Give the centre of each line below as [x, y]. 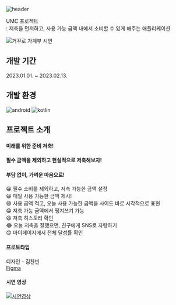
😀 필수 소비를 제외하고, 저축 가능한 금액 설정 [57, 189]
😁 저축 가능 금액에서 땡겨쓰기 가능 [45, 211]
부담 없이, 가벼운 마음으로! [36, 174]
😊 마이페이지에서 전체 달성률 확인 [45, 233]
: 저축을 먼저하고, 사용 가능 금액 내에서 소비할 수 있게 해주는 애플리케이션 [88, 28]
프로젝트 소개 [28, 130]
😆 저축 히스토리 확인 [30, 218]
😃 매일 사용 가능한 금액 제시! [39, 196]
